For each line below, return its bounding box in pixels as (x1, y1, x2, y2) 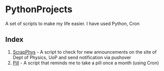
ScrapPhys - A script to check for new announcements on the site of (12, 49, 157, 55)
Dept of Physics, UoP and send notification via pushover (12, 54, 131, 60)
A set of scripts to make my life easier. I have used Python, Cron (5, 20, 140, 27)
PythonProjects (5, 4, 73, 15)
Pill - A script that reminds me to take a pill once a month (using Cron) (12, 60, 159, 66)
